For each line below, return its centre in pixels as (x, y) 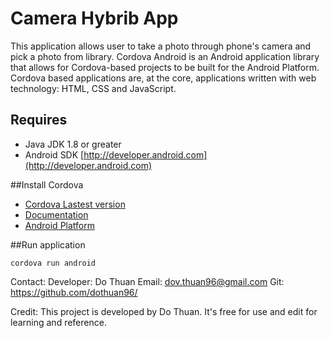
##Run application (48, 244)
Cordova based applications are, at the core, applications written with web (163, 78)
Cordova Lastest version (75, 204)
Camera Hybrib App (94, 18)
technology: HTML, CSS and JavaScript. (93, 88)
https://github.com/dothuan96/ (74, 292)
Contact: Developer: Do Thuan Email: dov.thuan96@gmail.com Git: (147, 281)
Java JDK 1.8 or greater (73, 144)
